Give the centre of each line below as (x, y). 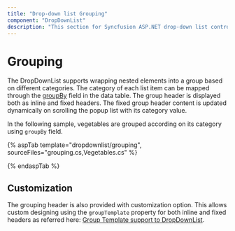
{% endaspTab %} (34, 166)
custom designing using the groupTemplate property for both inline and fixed (117, 212)
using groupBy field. (35, 132)
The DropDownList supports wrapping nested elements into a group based (115, 80)
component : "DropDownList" (47, 20)
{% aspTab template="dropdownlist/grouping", (74, 145)
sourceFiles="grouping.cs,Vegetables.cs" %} (72, 153)
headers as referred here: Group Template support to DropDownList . (106, 220)
